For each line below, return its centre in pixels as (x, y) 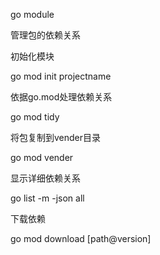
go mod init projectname (61, 76)
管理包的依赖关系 (45, 35)
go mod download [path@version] (81, 238)
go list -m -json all (47, 198)
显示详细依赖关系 (45, 178)
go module (32, 14)
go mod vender (42, 157)
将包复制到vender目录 (56, 137)
